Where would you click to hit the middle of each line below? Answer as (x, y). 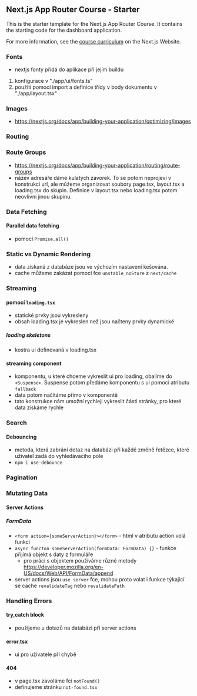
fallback (25, 389)
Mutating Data (27, 493)
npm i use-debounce (39, 463)
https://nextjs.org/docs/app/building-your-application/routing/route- (97, 165)
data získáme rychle (39, 407)
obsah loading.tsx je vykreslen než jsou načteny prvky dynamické (94, 322)
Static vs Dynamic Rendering (49, 254)
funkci (22, 542)
